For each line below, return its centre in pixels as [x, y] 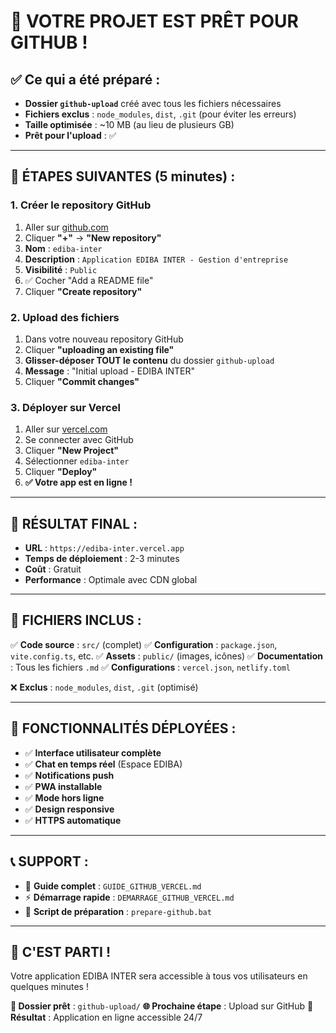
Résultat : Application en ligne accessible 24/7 [106, 1017]
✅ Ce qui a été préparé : [85, 79]
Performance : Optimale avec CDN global [111, 580]
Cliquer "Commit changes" [82, 381]
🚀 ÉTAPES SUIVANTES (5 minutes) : [123, 176]
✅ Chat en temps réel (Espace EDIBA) [103, 764]
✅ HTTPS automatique [73, 820]
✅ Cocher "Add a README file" [89, 280]
